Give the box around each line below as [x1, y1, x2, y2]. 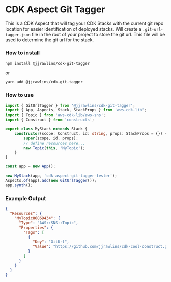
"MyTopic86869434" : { [14, 215, 60, 221]
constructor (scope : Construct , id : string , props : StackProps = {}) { [14, 131, 167, 136]
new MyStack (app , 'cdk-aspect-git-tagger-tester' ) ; [5, 173, 117, 179]
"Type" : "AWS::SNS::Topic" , [18, 220, 79, 225]
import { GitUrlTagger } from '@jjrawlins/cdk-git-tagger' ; [5, 103, 136, 108]
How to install [5, 49, 40, 57]
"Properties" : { [18, 225, 53, 230]
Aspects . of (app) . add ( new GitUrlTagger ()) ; [5, 178, 97, 183]
